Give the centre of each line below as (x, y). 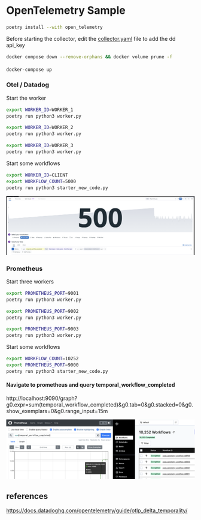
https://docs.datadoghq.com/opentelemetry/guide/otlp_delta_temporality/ (97, 510)
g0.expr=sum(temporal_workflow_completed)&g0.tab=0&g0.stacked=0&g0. (100, 404)
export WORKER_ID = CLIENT (37, 175)
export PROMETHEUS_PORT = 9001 (42, 293)
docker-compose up (29, 70)
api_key (16, 45)
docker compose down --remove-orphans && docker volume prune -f (89, 57)
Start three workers (30, 281)
